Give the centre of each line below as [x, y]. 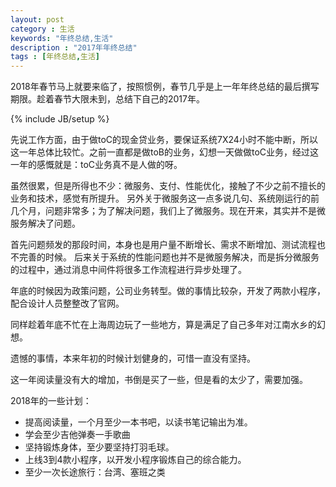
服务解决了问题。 [45, 223]
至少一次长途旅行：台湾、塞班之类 [95, 472]
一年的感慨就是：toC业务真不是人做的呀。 [96, 165]
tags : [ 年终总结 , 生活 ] [55, 57]
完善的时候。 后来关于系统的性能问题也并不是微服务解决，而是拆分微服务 [169, 257]
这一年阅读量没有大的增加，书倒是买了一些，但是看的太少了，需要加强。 [159, 380]
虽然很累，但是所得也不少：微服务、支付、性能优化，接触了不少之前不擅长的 [168, 186]
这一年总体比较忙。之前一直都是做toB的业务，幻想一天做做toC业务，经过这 [165, 152]
